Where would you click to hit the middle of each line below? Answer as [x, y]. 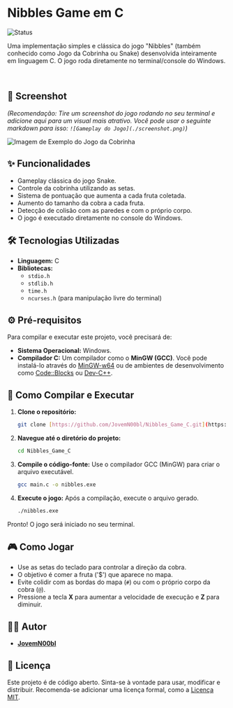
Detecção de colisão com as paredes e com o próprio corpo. [105, 210]
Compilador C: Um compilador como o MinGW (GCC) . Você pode [112, 358]
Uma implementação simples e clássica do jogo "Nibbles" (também [104, 46]
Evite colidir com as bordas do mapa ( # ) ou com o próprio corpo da [114, 582]
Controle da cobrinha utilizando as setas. [76, 188]
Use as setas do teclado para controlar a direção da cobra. [102, 567]
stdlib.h [40, 284]
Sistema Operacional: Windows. [64, 351]
